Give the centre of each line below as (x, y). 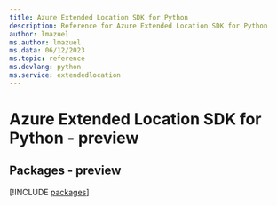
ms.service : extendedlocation (65, 75)
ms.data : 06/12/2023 (47, 51)
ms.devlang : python (45, 67)
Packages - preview (65, 171)
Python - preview (74, 138)
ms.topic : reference (47, 59)
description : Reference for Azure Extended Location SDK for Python (138, 26)
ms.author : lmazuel (45, 42)
